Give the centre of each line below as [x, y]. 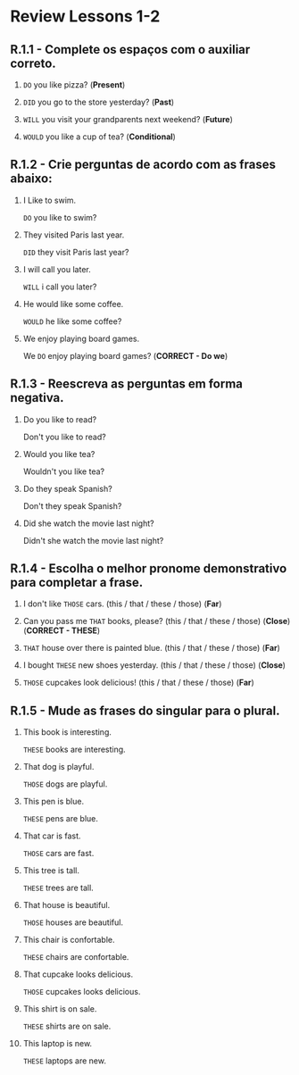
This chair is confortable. [69, 940]
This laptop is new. [58, 1044]
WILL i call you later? [60, 287]
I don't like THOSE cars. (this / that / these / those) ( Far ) [122, 604]
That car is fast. [52, 836]
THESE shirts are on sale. [67, 1026]
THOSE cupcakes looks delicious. [82, 992]
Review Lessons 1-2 [85, 17]
